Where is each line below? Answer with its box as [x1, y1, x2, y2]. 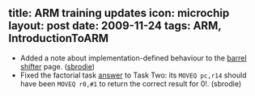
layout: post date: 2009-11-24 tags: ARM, [8, 19, 222, 33]
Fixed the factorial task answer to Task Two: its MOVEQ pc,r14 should [19, 70, 247, 80]
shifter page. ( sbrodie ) [19, 61, 96, 71]
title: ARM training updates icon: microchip [8, 6, 230, 20]
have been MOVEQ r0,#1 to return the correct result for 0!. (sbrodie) [19, 78, 242, 88]
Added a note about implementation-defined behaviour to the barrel [19, 52, 247, 63]
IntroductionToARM [8, 31, 109, 45]
